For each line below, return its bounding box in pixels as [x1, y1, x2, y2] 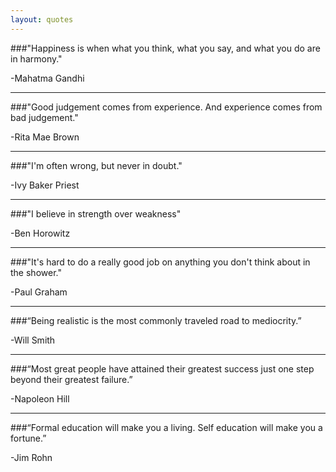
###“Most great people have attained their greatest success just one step [10, 362, 315, 375]
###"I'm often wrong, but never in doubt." [10, 159, 183, 171]
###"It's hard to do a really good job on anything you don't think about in [10, 256, 311, 268]
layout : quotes [10, 14, 74, 25]
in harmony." [10, 52, 63, 65]
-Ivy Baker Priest [10, 179, 80, 191]
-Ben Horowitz [10, 227, 71, 239]
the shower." [10, 266, 62, 278]
